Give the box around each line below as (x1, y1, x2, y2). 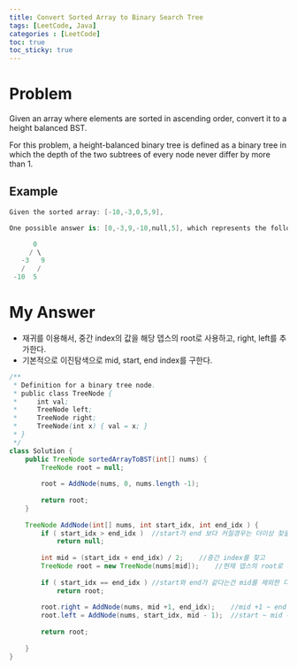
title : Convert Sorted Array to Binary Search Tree (9, 12, 203, 22)
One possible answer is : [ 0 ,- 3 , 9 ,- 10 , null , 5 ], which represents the (9, 223, 267, 233)
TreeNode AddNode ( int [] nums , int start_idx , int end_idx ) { (25, 520, 259, 529)
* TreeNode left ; (12, 405, 93, 414)
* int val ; (12, 397, 69, 406)
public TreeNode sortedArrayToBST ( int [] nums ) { (25, 455, 208, 464)
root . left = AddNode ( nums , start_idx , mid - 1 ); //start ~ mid (41, 611, 283, 620)
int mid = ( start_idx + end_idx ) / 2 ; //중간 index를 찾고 (41, 554, 265, 563)
